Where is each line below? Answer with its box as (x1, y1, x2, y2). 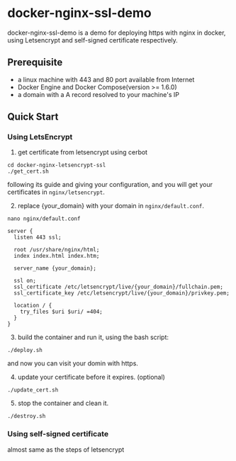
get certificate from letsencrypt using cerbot (17, 148, 147, 156)
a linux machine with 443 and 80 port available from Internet (17, 75, 195, 84)
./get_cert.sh (7, 168, 50, 175)
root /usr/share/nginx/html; (13, 246, 100, 254)
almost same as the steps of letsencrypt (7, 445, 125, 454)
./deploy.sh (7, 347, 43, 354)
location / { (13, 302, 52, 309)
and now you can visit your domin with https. (7, 359, 138, 368)
